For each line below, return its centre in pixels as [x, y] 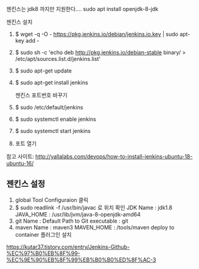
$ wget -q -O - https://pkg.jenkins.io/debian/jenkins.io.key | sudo [96, 34]
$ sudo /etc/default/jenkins [49, 107]
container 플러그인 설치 [43, 234]
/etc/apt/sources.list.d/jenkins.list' [58, 59]
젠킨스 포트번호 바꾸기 [41, 95]
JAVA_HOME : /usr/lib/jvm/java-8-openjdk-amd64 [78, 214]
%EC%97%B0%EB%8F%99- [43, 253]
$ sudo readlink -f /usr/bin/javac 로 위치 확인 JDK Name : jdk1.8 [93, 207]
